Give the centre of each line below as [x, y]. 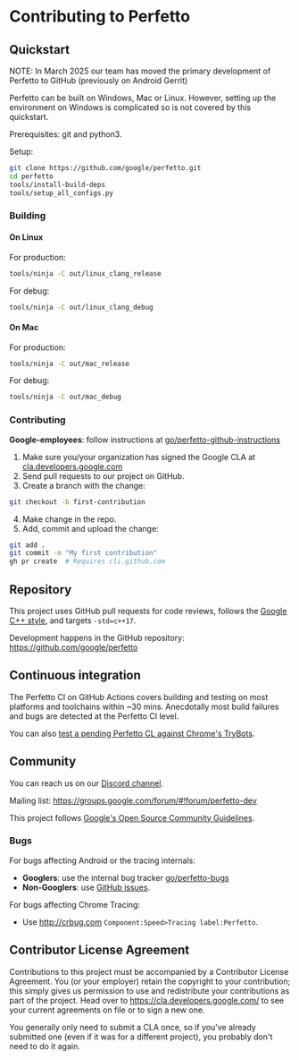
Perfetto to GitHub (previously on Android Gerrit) [99, 81]
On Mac [24, 327]
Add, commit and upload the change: [90, 528]
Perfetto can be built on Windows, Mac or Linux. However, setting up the [143, 98]
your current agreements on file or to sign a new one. [107, 1010]
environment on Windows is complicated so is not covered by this [130, 107]
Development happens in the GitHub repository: [97, 637]
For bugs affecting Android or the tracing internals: [103, 860]
